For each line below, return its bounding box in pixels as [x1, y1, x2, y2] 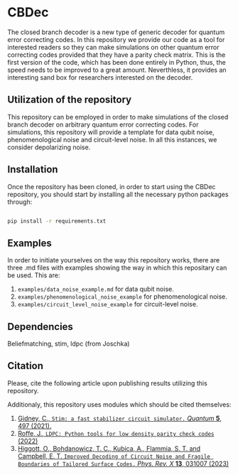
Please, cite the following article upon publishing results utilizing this [7, 378, 207, 388]
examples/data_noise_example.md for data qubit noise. [17, 285, 174, 294]
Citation [7, 360, 44, 372]
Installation [7, 164, 58, 176]
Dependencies [7, 321, 73, 333]
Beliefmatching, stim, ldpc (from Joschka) [7, 339, 130, 348]
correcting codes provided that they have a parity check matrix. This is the [7, 50, 226, 59]
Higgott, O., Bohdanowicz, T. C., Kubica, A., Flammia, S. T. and [17, 444, 201, 452]
